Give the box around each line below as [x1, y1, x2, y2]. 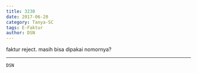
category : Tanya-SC [6, 19, 54, 25]
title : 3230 [6, 8, 35, 14]
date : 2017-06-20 [6, 14, 49, 20]
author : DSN [6, 30, 35, 36]
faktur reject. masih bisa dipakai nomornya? [6, 46, 112, 53]
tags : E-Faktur [6, 24, 43, 31]
